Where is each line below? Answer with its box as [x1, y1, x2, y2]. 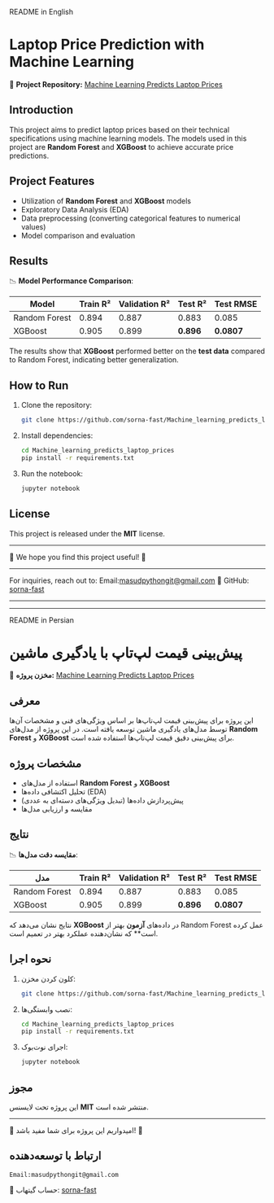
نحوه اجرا [9, 952, 52, 966]
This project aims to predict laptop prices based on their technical [9, 125, 230, 134]
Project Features [9, 174, 95, 188]
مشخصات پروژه [9, 756, 82, 770]
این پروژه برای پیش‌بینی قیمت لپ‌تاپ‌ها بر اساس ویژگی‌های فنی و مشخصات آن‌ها [9, 715, 254, 725]
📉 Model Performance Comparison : [9, 276, 133, 286]
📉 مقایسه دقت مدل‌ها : [9, 850, 78, 860]
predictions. [9, 151, 50, 160]
